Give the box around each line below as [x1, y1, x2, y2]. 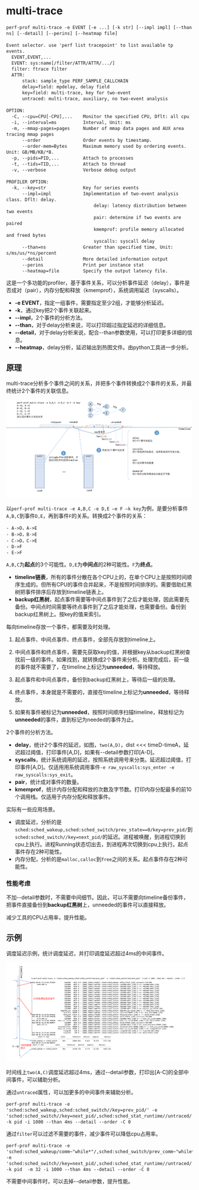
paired [6, 220, 23, 226]
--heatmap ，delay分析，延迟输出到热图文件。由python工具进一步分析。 [14, 343, 192, 351]
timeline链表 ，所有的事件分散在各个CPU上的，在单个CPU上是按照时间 [14, 573, 187, 580]
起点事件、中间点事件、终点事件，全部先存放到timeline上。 [14, 635, 159, 643]
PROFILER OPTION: [6, 179, 49, 185]
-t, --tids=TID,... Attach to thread [11, 161, 126, 167]
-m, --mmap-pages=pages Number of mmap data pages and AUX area [11, 125, 184, 131]
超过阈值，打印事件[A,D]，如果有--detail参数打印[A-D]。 [20, 748, 158, 755]
